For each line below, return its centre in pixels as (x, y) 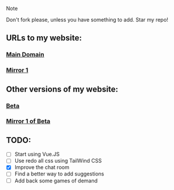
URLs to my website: (44, 38)
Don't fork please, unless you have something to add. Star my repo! (87, 20)
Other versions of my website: (62, 89)
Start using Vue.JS (37, 154)
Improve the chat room (42, 167)
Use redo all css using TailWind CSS (58, 161)
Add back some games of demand (56, 181)
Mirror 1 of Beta (28, 121)
